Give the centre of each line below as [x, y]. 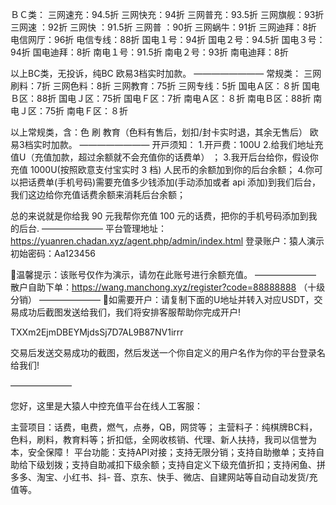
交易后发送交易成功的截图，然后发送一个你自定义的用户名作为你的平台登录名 [168, 352]
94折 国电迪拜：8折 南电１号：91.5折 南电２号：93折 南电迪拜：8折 [149, 52]
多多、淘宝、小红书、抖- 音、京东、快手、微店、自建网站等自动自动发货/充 [164, 477]
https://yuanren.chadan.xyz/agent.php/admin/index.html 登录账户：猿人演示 [167, 241]
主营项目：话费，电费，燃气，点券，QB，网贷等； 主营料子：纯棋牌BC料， [164, 427]
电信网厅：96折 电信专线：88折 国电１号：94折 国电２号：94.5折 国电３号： [168, 39]
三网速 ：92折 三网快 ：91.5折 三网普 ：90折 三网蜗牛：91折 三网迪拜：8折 [163, 27]
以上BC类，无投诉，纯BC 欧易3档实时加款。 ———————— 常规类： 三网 [166, 73]
